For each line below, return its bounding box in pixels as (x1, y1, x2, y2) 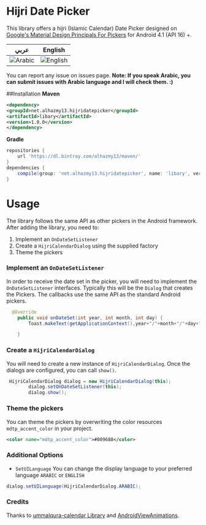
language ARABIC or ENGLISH (15, 471, 85, 478)
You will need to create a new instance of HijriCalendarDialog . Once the (6, 360, 191, 367)
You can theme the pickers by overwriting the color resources (6, 418, 162, 425)
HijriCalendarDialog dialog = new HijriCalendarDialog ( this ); (9, 378, 172, 384)
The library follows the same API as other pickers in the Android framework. (6, 217, 198, 224)
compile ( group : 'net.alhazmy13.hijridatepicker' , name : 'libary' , (17, 170, 191, 176)
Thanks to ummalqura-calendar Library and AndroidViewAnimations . (6, 512, 180, 519)
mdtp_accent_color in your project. (6, 425, 93, 432)
